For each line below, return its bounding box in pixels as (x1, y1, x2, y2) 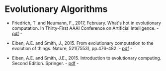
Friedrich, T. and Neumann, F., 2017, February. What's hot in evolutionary (11, 20, 161, 26)
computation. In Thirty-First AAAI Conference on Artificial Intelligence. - (11, 25, 159, 31)
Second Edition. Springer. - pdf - (11, 60, 79, 66)
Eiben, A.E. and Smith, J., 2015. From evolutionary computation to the (11, 40, 154, 46)
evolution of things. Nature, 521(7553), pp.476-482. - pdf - (11, 45, 133, 51)
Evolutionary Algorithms (4, 3, 108, 15)
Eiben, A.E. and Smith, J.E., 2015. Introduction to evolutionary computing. (11, 55, 162, 61)
